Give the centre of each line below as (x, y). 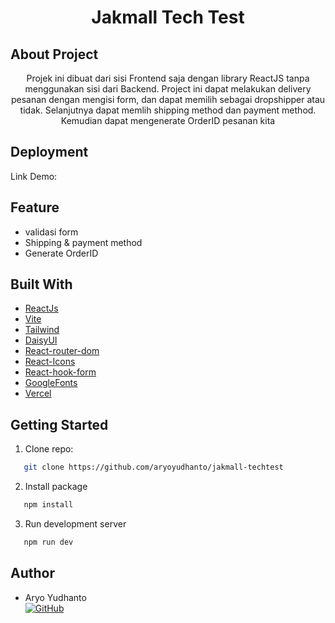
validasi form (51, 232)
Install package (56, 487)
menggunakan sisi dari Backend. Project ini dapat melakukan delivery (168, 89)
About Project (54, 54)
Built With (41, 284)
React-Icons (50, 362)
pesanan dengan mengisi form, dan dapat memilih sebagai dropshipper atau (168, 99)
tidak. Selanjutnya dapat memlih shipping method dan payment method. (168, 110)
